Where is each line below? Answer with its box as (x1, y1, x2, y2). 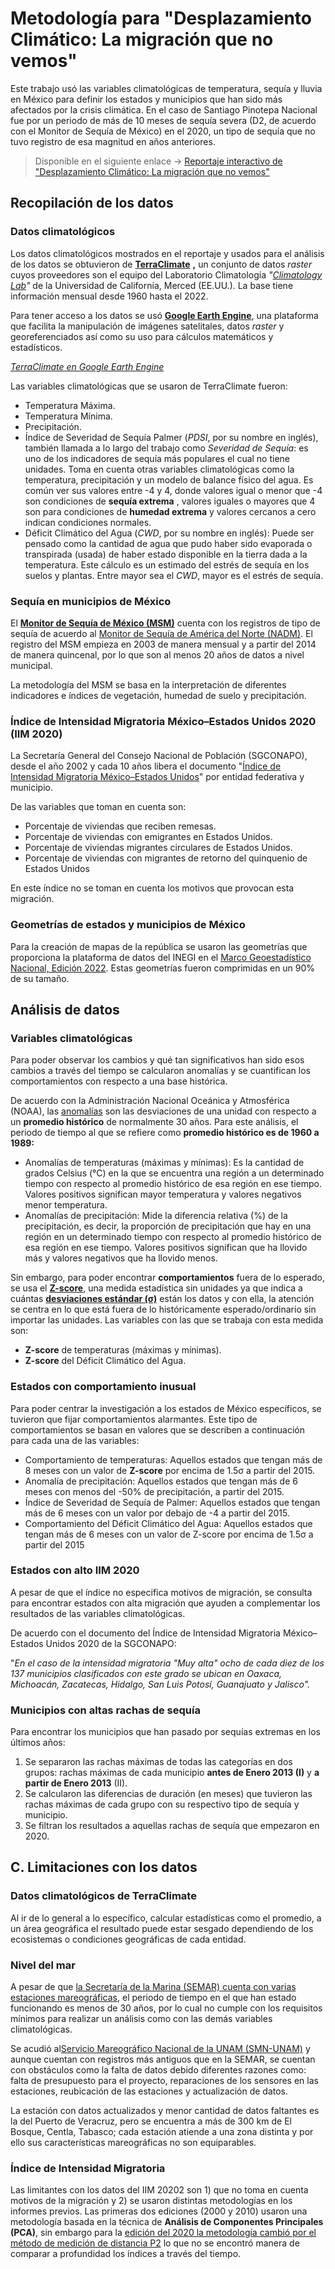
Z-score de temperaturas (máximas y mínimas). (24, 1344, 222, 1356)
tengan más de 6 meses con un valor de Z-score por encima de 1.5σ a (24, 1528, 314, 1540)
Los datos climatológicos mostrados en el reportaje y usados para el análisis (10, 247, 325, 259)
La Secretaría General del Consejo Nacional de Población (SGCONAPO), (10, 750, 308, 762)
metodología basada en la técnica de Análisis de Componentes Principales (10, 2216, 324, 2228)
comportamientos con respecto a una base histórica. (10, 1075, 228, 1087)
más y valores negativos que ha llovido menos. (24, 1252, 218, 1264)
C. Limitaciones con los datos (10, 1859, 198, 1876)
